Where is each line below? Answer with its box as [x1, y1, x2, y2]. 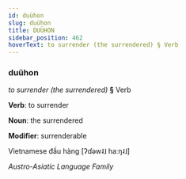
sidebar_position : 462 [8, 33, 83, 42]
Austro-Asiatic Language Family [8, 162, 114, 171]
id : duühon [8, 11, 44, 20]
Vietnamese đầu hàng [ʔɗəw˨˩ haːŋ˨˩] [8, 147, 131, 156]
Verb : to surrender [8, 101, 70, 110]
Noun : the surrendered [8, 116, 83, 125]
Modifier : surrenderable [8, 131, 87, 141]
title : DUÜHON [8, 26, 55, 34]
